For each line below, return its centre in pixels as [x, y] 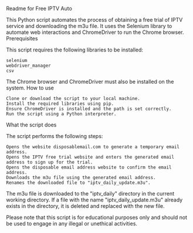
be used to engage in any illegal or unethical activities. [72, 224]
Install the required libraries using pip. [60, 104]
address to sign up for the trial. [50, 162]
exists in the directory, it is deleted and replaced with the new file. [86, 206]
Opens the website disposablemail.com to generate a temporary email [93, 147]
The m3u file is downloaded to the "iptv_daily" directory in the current [90, 193]
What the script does [31, 125]
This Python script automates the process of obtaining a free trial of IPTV [94, 20]
